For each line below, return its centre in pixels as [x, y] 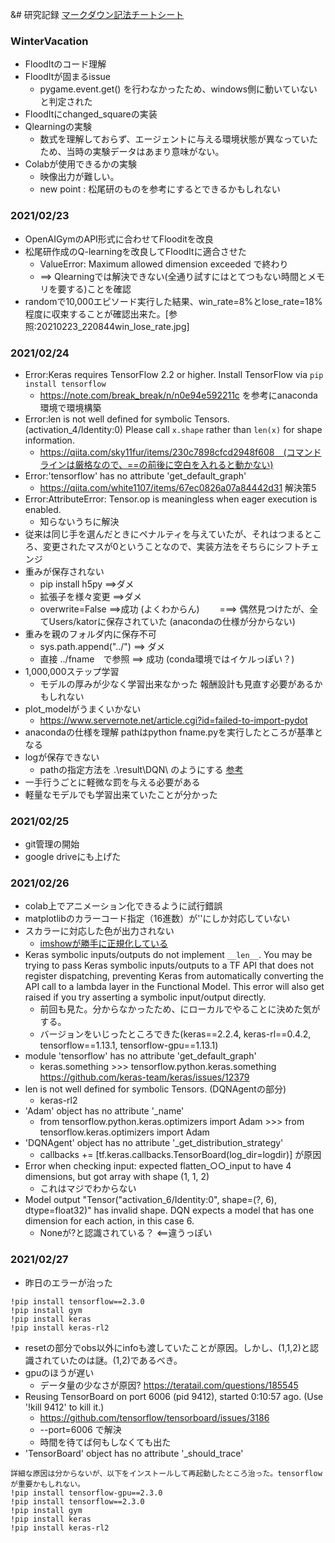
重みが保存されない [64, 571]
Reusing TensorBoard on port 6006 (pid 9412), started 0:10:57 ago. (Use [174, 1396]
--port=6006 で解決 [80, 1429]
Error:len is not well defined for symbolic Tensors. [127, 419]
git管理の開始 [52, 844]
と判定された [66, 102]
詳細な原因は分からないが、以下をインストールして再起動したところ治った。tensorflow [166, 1473]
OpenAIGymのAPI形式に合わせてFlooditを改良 [119, 239]
